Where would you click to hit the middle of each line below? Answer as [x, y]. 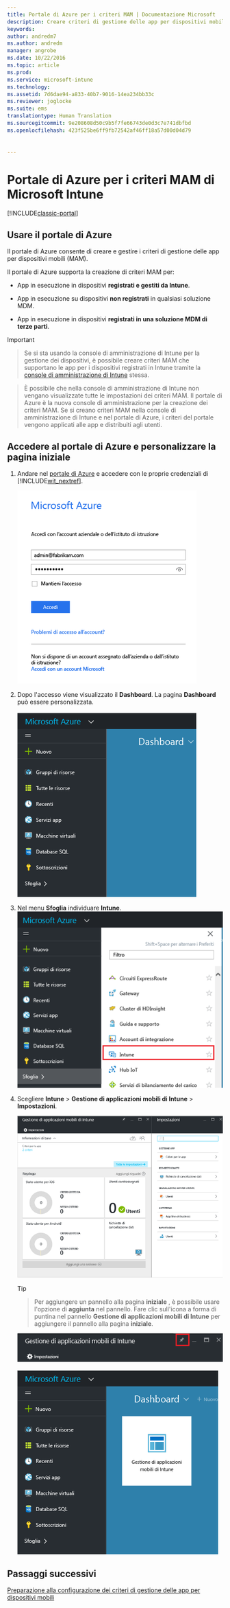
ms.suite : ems [27, 109]
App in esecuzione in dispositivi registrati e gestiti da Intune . [103, 286]
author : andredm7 [32, 36]
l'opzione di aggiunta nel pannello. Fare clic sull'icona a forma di [125, 1309]
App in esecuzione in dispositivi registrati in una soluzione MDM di [112, 319]
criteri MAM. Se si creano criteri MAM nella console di [100, 410]
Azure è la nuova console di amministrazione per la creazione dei [116, 403]
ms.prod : [20, 72]
